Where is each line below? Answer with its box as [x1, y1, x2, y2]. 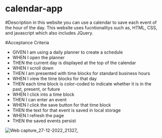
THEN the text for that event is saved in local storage [12, 107, 121, 113]
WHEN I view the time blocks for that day [12, 75, 97, 81]
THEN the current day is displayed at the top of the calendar [12, 60, 136, 66]
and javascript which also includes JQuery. [5, 30, 94, 36]
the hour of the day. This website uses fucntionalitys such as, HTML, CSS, [5, 24, 158, 30]
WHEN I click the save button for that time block [12, 102, 111, 108]
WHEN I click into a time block [12, 91, 75, 97]
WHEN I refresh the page [12, 112, 64, 118]
